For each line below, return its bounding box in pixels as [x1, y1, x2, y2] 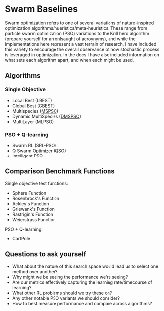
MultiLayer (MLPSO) [12, 118, 54, 125]
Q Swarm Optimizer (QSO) [12, 148, 66, 154]
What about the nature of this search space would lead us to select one [12, 263, 159, 269]
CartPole [12, 235, 31, 241]
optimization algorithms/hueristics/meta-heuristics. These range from [5, 25, 148, 31]
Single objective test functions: [5, 180, 68, 186]
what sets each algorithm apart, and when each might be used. [5, 57, 134, 63]
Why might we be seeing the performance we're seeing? [12, 274, 128, 280]
